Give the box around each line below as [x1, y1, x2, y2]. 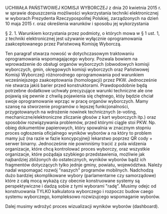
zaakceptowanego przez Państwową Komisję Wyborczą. [5, 41, 122, 47]
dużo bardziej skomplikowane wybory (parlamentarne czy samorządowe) [5, 173, 156, 178]
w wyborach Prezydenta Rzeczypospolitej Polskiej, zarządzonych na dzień [5, 15, 159, 21]
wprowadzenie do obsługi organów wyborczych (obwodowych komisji [5, 61, 150, 67]
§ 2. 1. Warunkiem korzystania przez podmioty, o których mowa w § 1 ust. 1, [5, 30, 160, 36]
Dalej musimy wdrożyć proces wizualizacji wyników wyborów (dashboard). [5, 204, 160, 209]
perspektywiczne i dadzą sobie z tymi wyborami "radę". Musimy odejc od [5, 183, 157, 189]
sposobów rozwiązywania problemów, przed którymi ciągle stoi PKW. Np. [5, 120, 156, 125]
